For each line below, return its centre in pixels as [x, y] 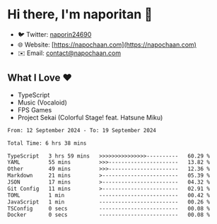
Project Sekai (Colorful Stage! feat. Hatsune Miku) [90, 117]
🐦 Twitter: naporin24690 [54, 34]
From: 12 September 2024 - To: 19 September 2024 [82, 130]
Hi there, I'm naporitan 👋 [80, 14]
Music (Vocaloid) [42, 102]
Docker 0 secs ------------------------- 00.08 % [109, 215]
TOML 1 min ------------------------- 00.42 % [109, 195]
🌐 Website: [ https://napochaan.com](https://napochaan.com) [107, 45]
